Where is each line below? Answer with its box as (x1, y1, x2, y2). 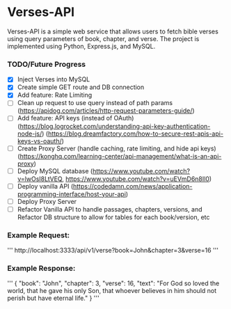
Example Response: (7, 264, 76, 274)
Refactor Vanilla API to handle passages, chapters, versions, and (17, 205, 203, 213)
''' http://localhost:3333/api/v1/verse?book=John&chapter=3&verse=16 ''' (7, 246, 219, 255)
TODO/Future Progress (7, 59, 86, 69)
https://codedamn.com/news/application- (72, 182, 193, 190)
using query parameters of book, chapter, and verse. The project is (7, 34, 200, 42)
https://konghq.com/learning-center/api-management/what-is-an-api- (19, 152, 222, 160)
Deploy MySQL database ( (17, 166, 93, 175)
